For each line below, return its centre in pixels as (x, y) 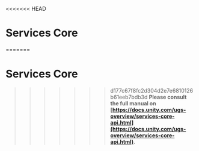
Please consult (168, 97)
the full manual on (133, 103)
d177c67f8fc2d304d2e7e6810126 (152, 90)
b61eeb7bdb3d (129, 97)
